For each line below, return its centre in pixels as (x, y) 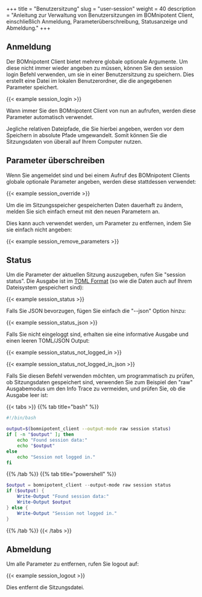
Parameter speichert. (33, 87)
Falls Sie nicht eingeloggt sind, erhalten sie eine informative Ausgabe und (97, 334)
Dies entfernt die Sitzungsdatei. (45, 587)
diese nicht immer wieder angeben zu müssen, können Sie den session (95, 68)
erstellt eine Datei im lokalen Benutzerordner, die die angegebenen (89, 80)
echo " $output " (36, 446)
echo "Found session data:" (52, 440)
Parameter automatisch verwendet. (50, 117)
